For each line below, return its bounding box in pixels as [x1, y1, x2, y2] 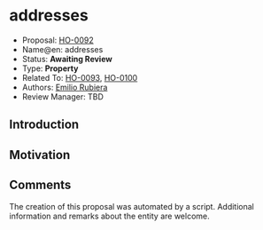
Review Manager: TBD [21, 91, 104, 102]
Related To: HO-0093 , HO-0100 [21, 72, 138, 83]
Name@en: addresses [21, 44, 104, 54]
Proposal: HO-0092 [21, 35, 95, 45]
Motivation [9, 147, 71, 163]
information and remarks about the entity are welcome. [9, 210, 210, 221]
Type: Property [21, 63, 79, 74]
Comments [9, 178, 72, 193]
